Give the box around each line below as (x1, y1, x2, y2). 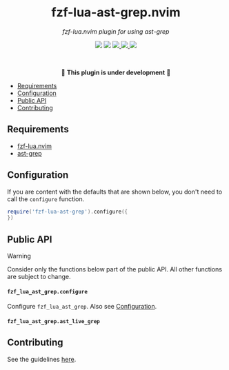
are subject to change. (7, 273, 71, 281)
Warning (7, 252, 31, 260)
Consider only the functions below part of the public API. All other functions (7, 265, 223, 274)
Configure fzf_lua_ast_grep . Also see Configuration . (7, 302, 157, 311)
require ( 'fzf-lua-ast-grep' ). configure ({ (7, 208, 128, 215)
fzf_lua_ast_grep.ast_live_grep (7, 318, 100, 325)
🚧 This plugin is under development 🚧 (61, 68, 171, 76)
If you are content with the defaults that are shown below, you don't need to (7, 187, 223, 196)
